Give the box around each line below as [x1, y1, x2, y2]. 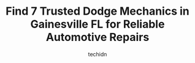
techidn [88, 50, 107, 57]
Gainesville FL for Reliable [30, 17, 165, 31]
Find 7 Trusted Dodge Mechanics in [6, 4, 189, 18]
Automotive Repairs [45, 31, 150, 44]
